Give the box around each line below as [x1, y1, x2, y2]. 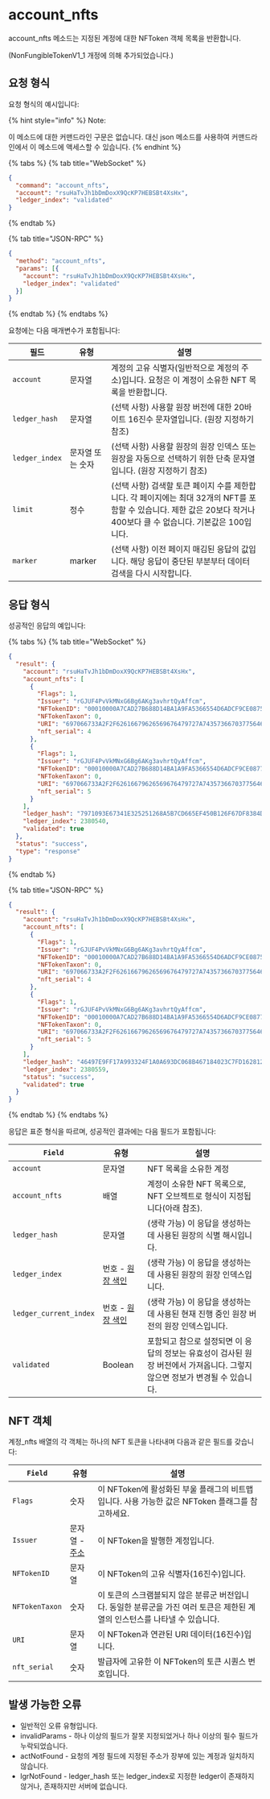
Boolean [102, 1360, 134, 1371]
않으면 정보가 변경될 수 [147, 1372, 228, 1383]
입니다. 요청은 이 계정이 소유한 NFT [121, 375, 247, 386]
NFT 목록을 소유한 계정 [147, 1163, 230, 1174]
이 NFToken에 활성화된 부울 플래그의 [97, 1484, 229, 1494]
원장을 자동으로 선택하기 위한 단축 [111, 453, 231, 464]
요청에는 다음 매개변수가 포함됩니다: [8, 326, 121, 335]
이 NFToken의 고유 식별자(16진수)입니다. [97, 1568, 247, 1579]
